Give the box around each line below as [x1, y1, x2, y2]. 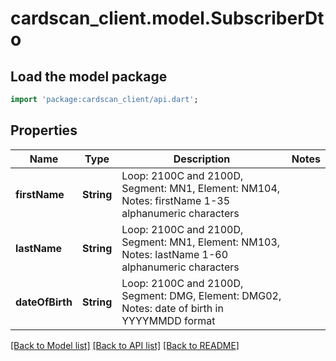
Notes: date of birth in [121, 301, 224, 315]
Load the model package [10, 68, 168, 85]
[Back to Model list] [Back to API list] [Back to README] [10, 339, 240, 351]
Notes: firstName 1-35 [121, 193, 231, 207]
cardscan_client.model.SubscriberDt [10, 7, 325, 30]
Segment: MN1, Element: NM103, [121, 235, 281, 249]
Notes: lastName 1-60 [121, 247, 229, 261]
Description [173, 152, 231, 166]
